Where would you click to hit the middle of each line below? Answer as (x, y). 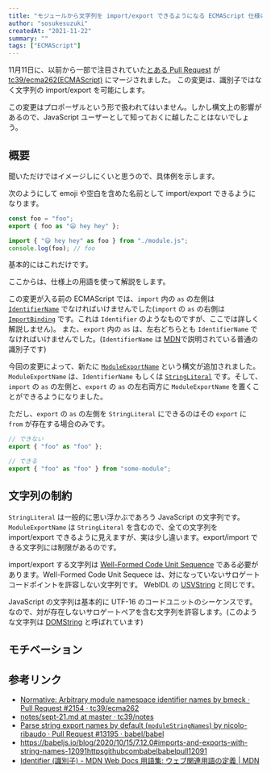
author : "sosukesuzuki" (48, 23)
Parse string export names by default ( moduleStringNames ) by (121, 725)
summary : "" (28, 38)
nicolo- (236, 725)
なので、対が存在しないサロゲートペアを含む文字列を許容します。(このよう (133, 612)
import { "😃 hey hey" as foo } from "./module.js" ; (98, 240)
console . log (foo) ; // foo (52, 248)
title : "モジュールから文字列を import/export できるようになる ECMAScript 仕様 (134, 16)
